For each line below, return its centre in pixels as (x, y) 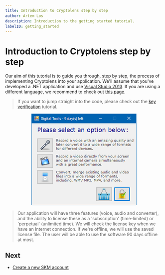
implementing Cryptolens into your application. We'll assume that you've (80, 81)
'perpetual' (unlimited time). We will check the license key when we (86, 224)
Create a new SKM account (40, 267)
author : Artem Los (24, 16)
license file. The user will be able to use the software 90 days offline (87, 235)
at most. (26, 240)
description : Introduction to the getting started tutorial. (70, 21)
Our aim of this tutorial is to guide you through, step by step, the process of (82, 76)
